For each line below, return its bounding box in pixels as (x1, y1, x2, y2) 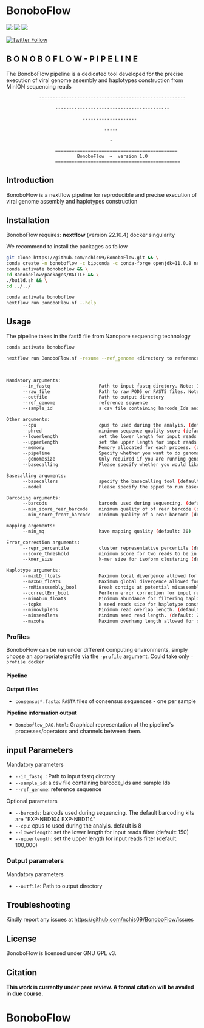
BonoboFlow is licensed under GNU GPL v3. (6, 950, 117, 957)
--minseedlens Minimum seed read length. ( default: (22, 612, 194, 619)
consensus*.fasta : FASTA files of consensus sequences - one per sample (15, 697, 196, 705)
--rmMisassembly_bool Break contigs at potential (22, 584, 170, 590)
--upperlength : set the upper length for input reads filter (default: (15, 835, 178, 842)
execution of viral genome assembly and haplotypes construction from (6, 77, 183, 84)
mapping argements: (6, 523, 56, 529)
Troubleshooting (6, 900, 71, 910)
